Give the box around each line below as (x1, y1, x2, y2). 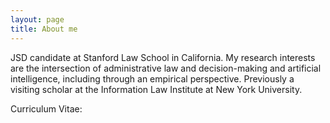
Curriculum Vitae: (10, 102, 83, 115)
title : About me (10, 24, 78, 34)
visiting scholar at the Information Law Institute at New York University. (10, 83, 303, 95)
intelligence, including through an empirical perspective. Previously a (10, 72, 295, 85)
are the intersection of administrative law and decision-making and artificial (10, 62, 322, 74)
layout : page (10, 14, 65, 25)
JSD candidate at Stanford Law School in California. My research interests (10, 51, 316, 63)
